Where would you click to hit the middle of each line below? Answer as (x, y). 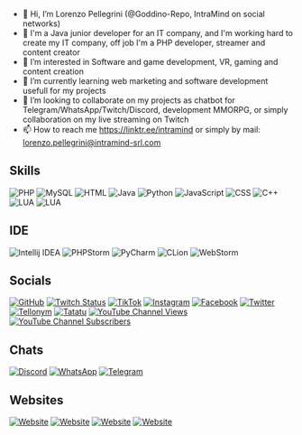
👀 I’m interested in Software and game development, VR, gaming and (150, 62)
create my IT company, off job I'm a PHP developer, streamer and (144, 42)
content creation (53, 71)
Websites (37, 400)
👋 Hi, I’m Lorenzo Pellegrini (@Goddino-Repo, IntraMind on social (144, 14)
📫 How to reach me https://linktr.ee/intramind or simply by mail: (142, 130)
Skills (25, 171)
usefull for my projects (64, 91)
